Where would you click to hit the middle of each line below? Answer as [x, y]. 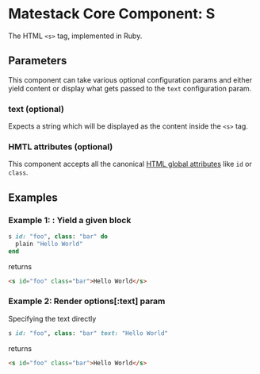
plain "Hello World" [49, 244]
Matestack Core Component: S [112, 14]
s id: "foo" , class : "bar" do [58, 237]
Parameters [38, 61]
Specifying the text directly [52, 318]
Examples [33, 197]
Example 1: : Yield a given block [70, 220]
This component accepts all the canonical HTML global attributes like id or [130, 164]
